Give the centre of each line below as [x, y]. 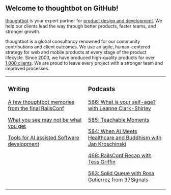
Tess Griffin [102, 161]
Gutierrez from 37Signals [118, 179]
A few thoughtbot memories [41, 102]
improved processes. [27, 68]
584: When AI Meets [113, 131]
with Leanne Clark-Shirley [120, 108]
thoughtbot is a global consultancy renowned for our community [73, 41]
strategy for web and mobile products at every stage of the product [76, 52]
